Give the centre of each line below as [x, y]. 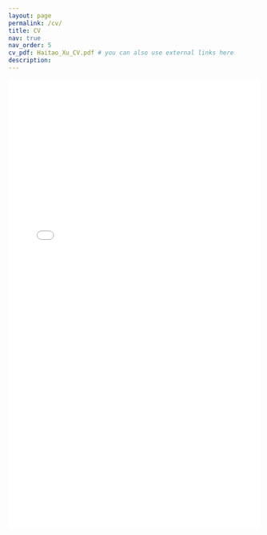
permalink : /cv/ [35, 23]
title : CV [25, 30]
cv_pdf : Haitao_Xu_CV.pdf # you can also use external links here [121, 53]
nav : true [25, 38]
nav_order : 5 [30, 46]
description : [30, 61]
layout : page [30, 16]
